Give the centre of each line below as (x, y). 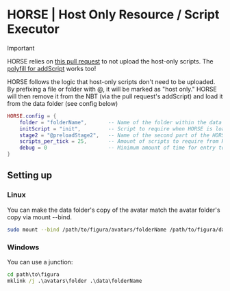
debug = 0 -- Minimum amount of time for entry (117, 148)
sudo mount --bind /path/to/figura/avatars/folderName (87, 230)
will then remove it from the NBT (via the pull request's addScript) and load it (115, 96)
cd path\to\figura (33, 274)
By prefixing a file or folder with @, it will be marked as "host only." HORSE (112, 89)
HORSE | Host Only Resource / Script (113, 15)
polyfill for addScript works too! (52, 68)
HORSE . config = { (32, 116)
